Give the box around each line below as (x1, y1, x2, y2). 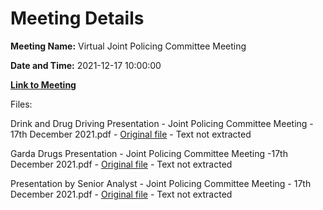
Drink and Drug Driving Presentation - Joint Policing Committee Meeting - (10, 117, 314, 129)
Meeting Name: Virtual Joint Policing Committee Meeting (10, 40, 247, 52)
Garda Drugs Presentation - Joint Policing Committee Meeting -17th (10, 147, 288, 159)
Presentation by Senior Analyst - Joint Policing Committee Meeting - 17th (10, 177, 312, 189)
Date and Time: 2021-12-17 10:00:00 (10, 59, 162, 71)
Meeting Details (10, 7, 145, 30)
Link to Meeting (10, 78, 77, 91)
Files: (10, 98, 33, 110)
